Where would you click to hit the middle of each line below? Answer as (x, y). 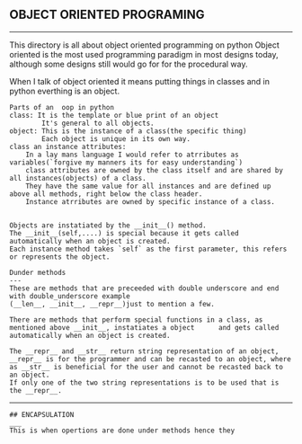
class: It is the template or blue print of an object (114, 115)
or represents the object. (60, 257)
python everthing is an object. (64, 91)
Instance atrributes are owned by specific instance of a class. (151, 201)
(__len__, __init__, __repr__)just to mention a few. (112, 304)
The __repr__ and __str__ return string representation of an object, (144, 351)
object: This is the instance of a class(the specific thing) (128, 131)
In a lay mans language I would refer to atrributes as (133, 155)
